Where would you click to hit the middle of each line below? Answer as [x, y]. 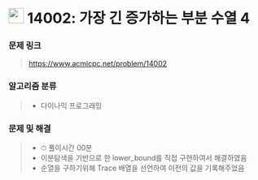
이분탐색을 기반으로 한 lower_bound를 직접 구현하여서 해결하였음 [144, 158]
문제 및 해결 [30, 128]
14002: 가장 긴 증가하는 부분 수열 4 [139, 18]
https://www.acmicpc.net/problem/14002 [98, 64]
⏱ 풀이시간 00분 [66, 148]
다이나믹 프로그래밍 [71, 105]
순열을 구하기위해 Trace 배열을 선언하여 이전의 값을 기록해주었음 [142, 168]
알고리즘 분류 [33, 86]
